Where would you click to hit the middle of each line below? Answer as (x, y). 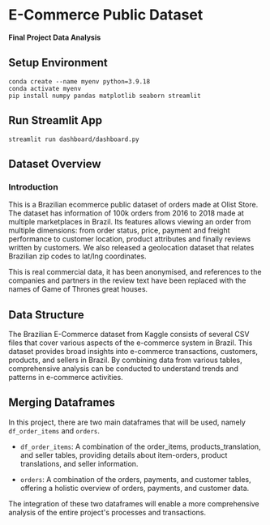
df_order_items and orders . (54, 430)
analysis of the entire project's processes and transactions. (107, 512)
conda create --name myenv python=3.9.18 (79, 81)
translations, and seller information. (79, 463)
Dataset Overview (55, 164)
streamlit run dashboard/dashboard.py (74, 139)
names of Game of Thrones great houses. (78, 289)
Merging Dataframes (62, 403)
